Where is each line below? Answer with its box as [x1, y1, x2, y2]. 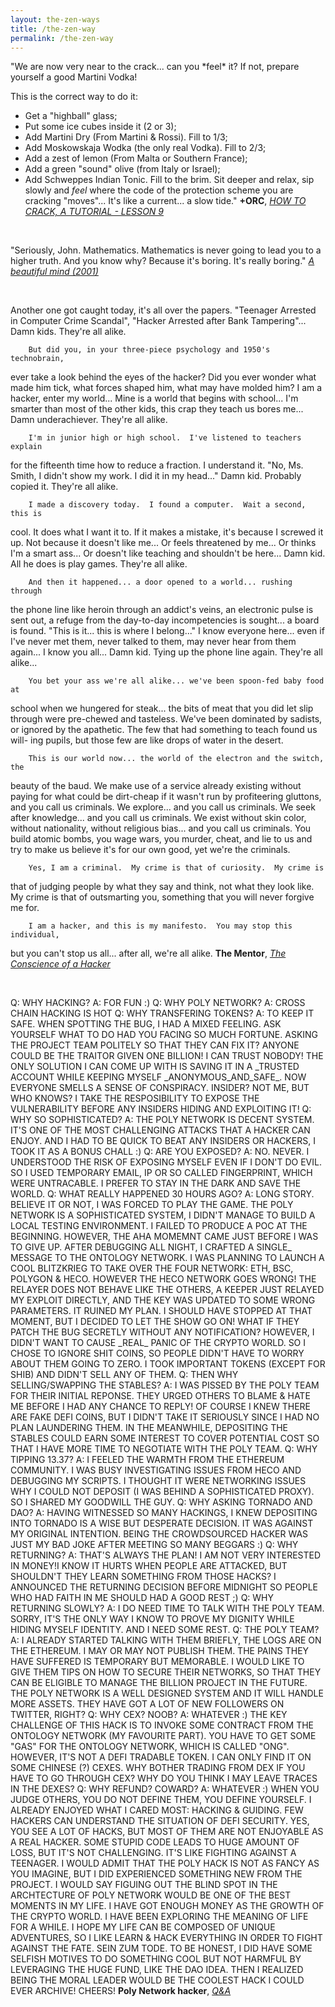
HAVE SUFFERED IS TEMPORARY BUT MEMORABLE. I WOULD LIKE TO [10, 1656, 305, 1668]
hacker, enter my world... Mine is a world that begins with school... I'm [10, 392, 299, 405]
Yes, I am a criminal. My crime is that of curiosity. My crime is [28, 863, 325, 873]
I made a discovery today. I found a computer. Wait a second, [28, 500, 307, 510]
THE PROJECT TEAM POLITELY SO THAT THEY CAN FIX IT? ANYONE [10, 1039, 300, 1051]
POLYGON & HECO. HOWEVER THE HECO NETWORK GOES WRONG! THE [10, 1273, 317, 1285]
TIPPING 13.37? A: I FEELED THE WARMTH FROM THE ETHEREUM [10, 1454, 285, 1466]
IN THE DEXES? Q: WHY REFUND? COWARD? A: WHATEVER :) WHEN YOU [10, 1783, 320, 1795]
